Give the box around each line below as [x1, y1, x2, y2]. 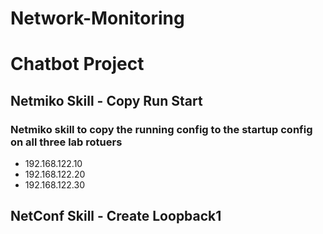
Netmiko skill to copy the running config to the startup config [10, 122, 313, 136]
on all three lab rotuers [10, 135, 123, 149]
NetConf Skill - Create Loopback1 [10, 208, 222, 225]
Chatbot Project [10, 53, 145, 76]
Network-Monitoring [10, 7, 185, 30]
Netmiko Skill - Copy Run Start [10, 92, 203, 109]
